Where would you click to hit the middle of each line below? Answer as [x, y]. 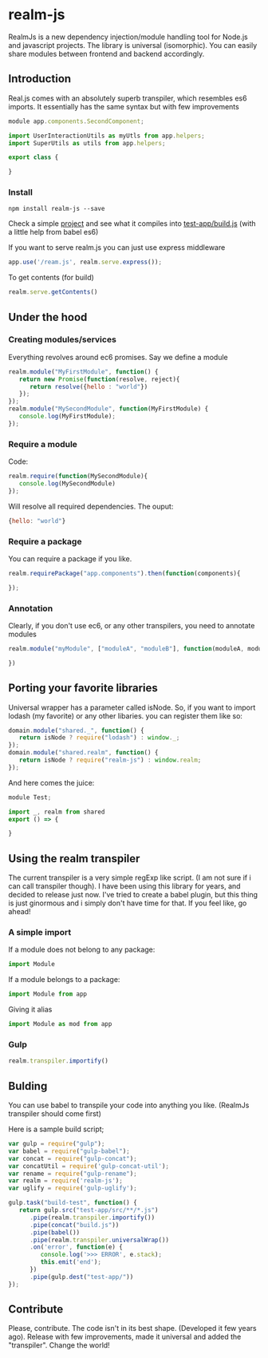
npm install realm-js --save [57, 209]
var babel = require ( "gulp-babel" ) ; [69, 1151]
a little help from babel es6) [53, 232]
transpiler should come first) [55, 1114]
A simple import [40, 932]
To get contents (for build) [51, 278]
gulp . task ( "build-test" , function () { [73, 1203]
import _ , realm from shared [57, 812]
